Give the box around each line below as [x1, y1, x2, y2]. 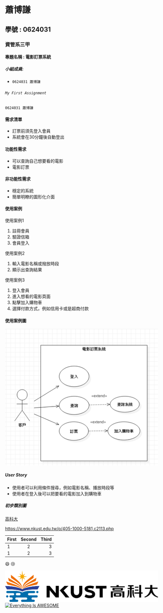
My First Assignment [5, 90, 47, 95]
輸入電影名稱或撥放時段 [12, 261, 59, 267]
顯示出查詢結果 [12, 267, 42, 272]
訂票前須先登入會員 [12, 128, 51, 134]
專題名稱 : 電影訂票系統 [5, 54, 51, 60]
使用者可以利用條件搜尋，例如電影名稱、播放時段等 [12, 484, 114, 491]
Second [20, 536, 37, 542]
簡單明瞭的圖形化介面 [12, 194, 55, 200]
